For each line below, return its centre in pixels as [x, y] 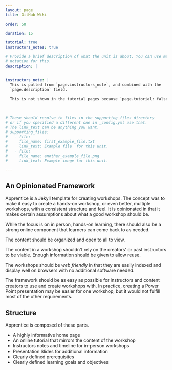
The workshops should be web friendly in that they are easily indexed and [83, 265]
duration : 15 [19, 33]
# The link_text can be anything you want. [52, 127]
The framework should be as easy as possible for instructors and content [83, 280]
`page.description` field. [39, 90]
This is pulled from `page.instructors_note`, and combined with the [85, 85]
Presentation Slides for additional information [60, 351]
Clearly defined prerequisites [43, 357]
